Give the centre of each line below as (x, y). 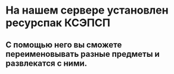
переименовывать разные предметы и (83, 54)
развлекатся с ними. (46, 63)
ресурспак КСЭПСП (58, 23)
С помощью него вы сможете (64, 45)
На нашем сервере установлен (87, 10)
